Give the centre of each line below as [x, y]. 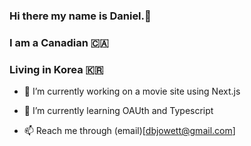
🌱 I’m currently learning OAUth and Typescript [118, 111]
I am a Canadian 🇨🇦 [59, 42]
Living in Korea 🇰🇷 [56, 69]
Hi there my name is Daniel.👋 [80, 16]
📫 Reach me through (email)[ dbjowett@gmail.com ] [129, 131]
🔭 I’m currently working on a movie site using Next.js [132, 91]
